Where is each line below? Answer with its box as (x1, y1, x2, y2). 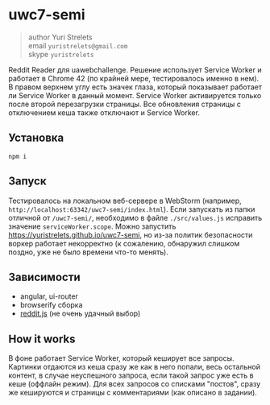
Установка (8, 131, 64, 145)
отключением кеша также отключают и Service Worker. (8, 107, 200, 118)
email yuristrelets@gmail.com (27, 40, 128, 50)
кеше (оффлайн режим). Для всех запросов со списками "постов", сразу (8, 379, 261, 389)
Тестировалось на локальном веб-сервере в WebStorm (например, (8, 196, 242, 205)
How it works (8, 332, 76, 345)
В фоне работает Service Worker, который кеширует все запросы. (8, 353, 235, 363)
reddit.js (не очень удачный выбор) (19, 308, 141, 319)
